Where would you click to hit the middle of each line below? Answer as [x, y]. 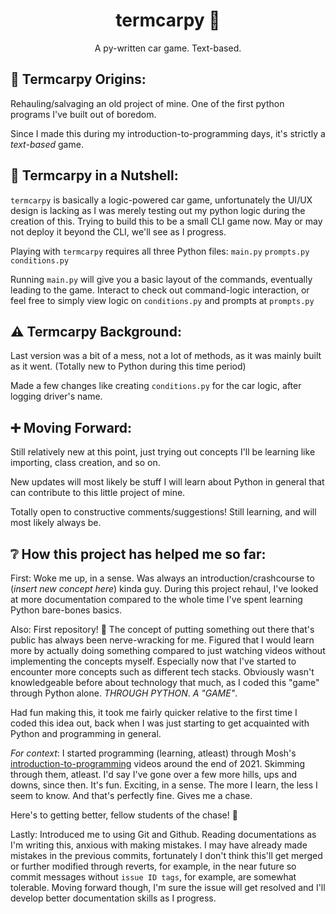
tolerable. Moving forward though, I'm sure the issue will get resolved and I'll [168, 887]
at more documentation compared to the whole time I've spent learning [156, 599]
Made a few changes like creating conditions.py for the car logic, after [156, 386]
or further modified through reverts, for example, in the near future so [153, 866]
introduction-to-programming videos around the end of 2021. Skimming [158, 763]
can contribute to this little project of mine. [98, 493]
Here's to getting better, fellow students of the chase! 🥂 [124, 815]
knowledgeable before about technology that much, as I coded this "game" [165, 682]
